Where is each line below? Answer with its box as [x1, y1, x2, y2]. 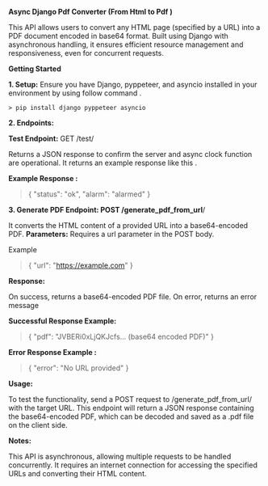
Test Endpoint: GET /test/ [8, 133, 94, 143]
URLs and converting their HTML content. [8, 469, 147, 478]
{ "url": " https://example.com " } [27, 260, 133, 270]
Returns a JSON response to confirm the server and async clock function [8, 150, 253, 158]
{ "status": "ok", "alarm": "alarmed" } [27, 189, 151, 199]
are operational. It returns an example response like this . [8, 158, 198, 167]
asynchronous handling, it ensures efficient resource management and [8, 40, 244, 49]
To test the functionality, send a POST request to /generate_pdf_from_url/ [8, 395, 253, 404]
